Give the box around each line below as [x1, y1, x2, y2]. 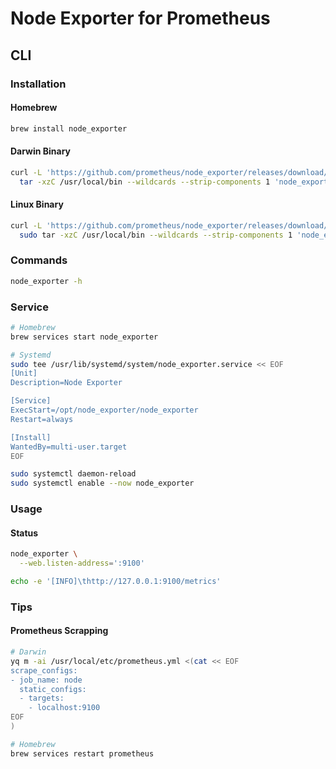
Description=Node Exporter [10, 378, 123, 388]
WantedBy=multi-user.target [10, 442, 128, 452]
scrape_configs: [10, 665, 78, 676]
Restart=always [10, 414, 74, 424]
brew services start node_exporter [10, 332, 159, 342]
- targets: [19, 693, 65, 704]
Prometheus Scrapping [10, 625, 109, 637]
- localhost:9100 [28, 703, 101, 713]
